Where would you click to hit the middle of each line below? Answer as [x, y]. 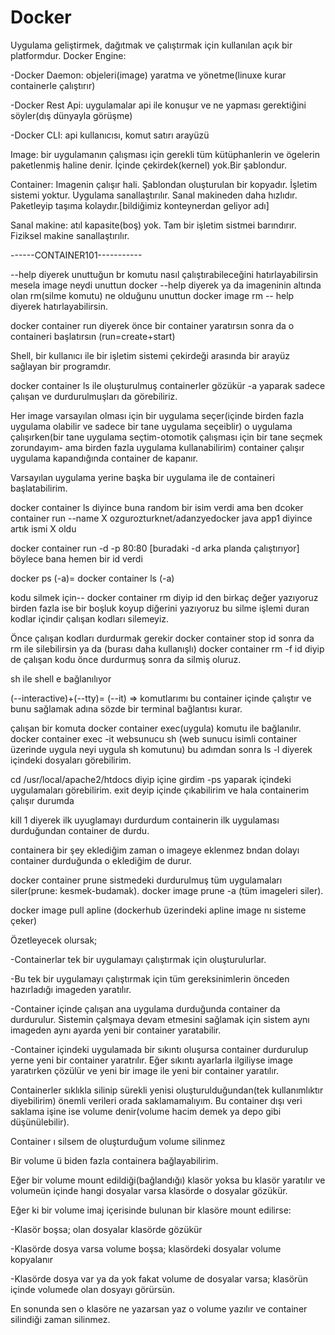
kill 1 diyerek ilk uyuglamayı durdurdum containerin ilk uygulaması [145, 820]
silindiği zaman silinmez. [60, 1319]
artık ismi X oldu [43, 528]
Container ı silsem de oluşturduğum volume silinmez [118, 1141]
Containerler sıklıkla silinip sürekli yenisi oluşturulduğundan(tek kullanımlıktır [167, 1090]
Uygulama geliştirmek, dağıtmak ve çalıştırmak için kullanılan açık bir [151, 45]
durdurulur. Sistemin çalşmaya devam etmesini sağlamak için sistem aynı [160, 1019]
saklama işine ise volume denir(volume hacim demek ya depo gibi [146, 1111]
